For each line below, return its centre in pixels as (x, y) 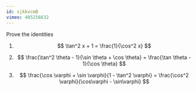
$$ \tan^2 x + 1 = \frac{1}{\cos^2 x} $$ (104, 46)
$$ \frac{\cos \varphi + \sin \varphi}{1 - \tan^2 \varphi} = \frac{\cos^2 (104, 75)
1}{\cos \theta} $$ (104, 64)
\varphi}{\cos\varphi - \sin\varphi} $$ (104, 81)
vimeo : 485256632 (28, 17)
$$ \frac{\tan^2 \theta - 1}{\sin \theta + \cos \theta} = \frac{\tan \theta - (104, 57)
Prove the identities (30, 34)
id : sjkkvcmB (22, 12)
